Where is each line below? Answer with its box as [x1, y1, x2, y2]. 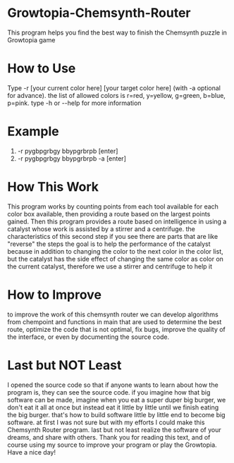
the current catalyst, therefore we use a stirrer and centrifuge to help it [7, 262, 213, 271]
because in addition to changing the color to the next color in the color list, [7, 247, 223, 255]
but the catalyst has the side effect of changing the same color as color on [7, 254, 224, 263]
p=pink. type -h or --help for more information [7, 99, 142, 107]
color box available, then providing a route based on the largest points [7, 209, 211, 218]
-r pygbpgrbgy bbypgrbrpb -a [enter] [17, 154, 127, 163]
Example [7, 123, 59, 140]
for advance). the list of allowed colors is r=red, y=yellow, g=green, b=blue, [7, 91, 226, 99]
